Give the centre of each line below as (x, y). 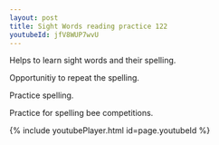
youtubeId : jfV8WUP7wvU (54, 34)
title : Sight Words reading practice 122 (89, 26)
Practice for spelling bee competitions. (81, 113)
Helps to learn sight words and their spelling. (93, 61)
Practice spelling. (42, 95)
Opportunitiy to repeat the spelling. (75, 78)
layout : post (34, 18)
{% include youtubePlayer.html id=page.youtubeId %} (110, 130)
